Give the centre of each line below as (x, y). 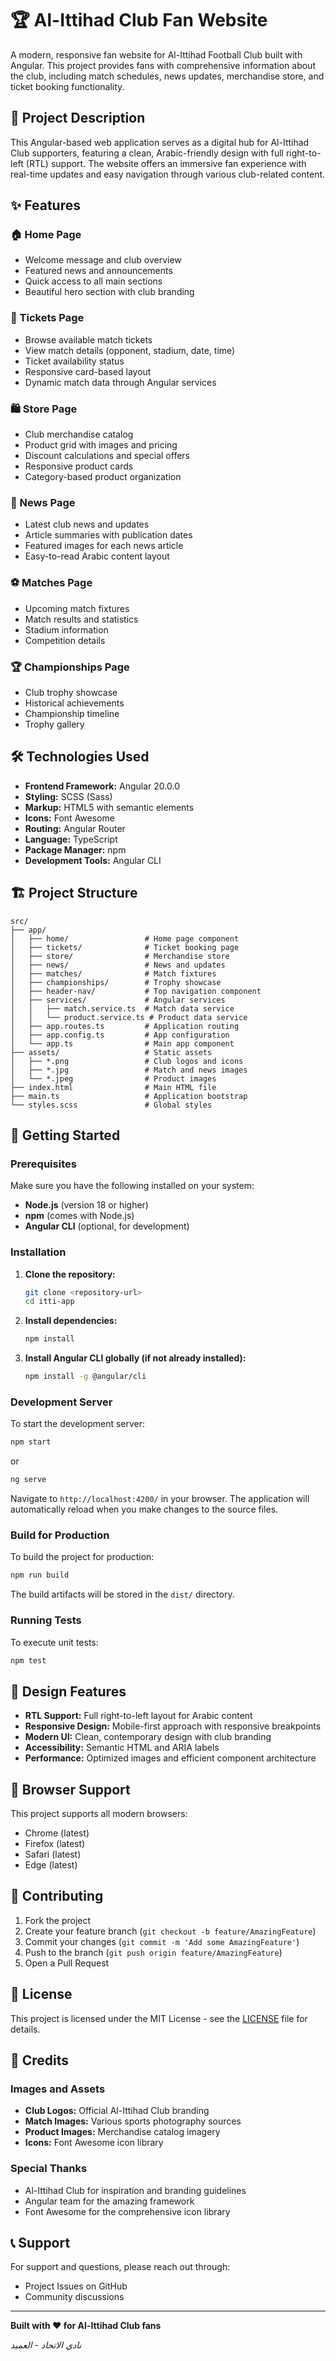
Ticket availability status (74, 361)
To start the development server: (78, 1424)
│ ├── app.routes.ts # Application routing (125, 1026)
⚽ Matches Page (51, 583)
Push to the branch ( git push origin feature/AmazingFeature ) (153, 1952)
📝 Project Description (78, 118)
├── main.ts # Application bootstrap (129, 1096)
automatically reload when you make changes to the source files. (144, 1509)
